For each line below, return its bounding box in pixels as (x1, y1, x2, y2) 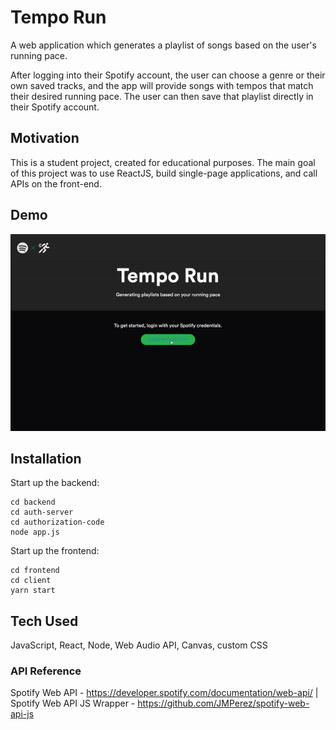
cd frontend (10, 566, 60, 576)
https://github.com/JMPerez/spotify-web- (137, 697, 310, 710)
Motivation (10, 130, 80, 147)
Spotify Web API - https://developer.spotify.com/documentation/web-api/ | (10, 687, 319, 699)
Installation (10, 450, 82, 467)
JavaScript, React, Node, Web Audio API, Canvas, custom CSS (10, 639, 268, 651)
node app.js (10, 527, 60, 538)
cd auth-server (10, 507, 74, 518)
